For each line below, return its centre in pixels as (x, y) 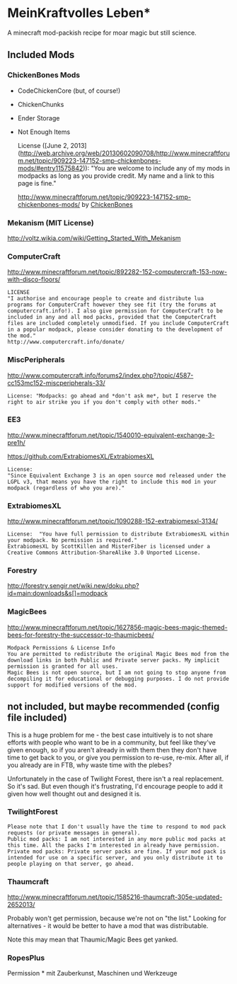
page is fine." (37, 183)
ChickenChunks (41, 104)
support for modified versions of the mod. (73, 685)
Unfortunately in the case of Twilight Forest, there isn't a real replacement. (116, 779)
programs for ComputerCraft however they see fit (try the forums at (112, 305)
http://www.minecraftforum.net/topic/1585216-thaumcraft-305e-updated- (115, 897)
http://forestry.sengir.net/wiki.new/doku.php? (73, 586)
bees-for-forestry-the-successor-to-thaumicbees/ (81, 635)
